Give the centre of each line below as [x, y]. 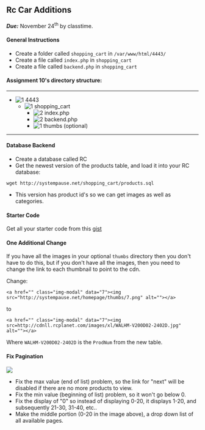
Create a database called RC [51, 159]
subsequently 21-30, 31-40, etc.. [56, 407]
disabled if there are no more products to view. [74, 388]
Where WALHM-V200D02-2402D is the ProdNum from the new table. [85, 343]
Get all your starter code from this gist [54, 229]
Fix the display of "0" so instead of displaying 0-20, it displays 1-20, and [106, 401]
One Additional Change [37, 243]
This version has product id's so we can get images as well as [93, 195]
